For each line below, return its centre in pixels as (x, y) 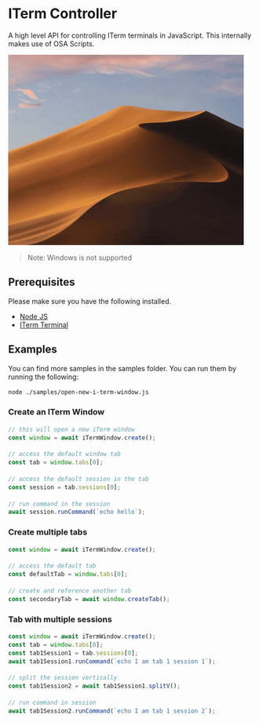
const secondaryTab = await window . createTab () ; (89, 599)
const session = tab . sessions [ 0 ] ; (65, 487)
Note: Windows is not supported (80, 257)
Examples (33, 350)
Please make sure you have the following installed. (90, 301)
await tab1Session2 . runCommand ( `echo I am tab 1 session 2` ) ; (112, 711)
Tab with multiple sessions (60, 619)
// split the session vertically (63, 678)
